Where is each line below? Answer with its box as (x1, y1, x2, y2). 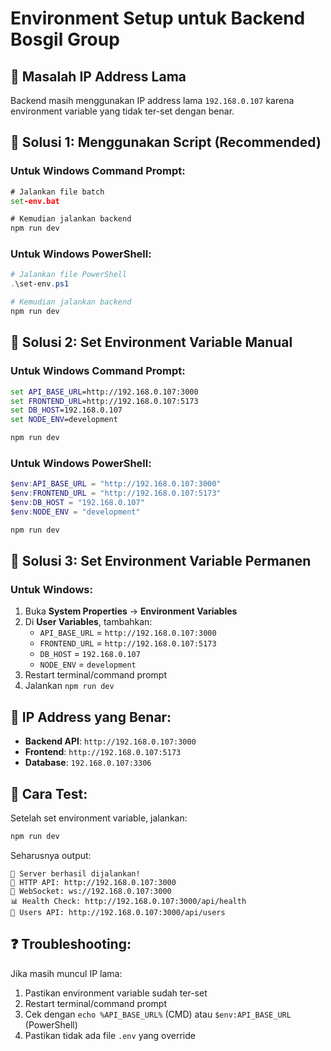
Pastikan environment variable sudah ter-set (24, 987, 208, 999)
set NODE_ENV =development (10, 415, 118, 425)
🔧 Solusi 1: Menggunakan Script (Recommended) (10, 134, 322, 151)
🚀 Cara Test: (10, 785, 88, 802)
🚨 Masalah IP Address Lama (10, 68, 187, 85)
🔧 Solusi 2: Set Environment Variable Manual (10, 334, 293, 351)
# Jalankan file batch (10, 187, 105, 197)
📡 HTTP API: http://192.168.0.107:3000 (10, 877, 177, 887)
